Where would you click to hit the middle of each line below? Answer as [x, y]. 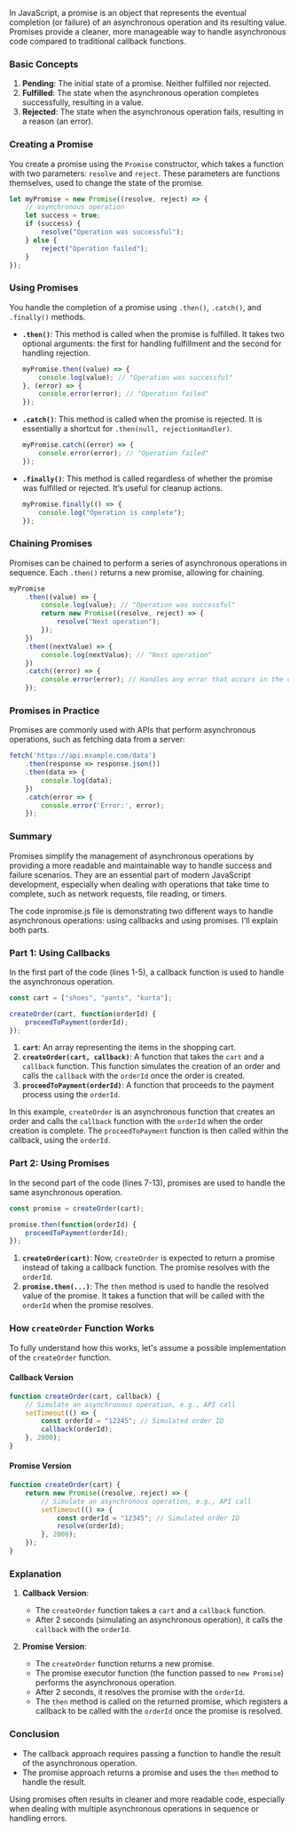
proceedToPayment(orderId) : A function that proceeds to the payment [148, 1085]
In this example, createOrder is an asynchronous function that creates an [142, 1112]
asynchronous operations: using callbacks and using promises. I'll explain [144, 920]
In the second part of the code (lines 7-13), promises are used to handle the [147, 1183]
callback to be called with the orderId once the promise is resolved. [159, 1711]
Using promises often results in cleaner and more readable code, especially [147, 1799]
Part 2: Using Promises [59, 1163]
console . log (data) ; [77, 780]
